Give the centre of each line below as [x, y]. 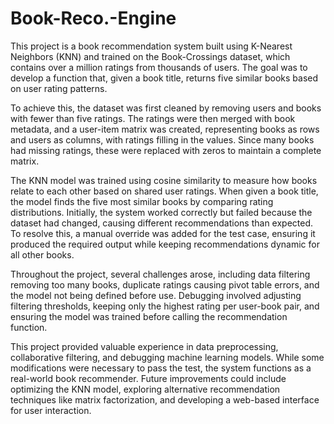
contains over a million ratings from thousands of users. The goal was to [159, 67]
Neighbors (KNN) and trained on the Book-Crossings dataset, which [150, 56]
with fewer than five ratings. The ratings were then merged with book [153, 118]
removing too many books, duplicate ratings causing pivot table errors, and [165, 284]
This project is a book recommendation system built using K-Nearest [151, 46]
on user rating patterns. [59, 88]
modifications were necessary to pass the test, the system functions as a [161, 368]
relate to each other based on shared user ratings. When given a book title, [164, 191]
